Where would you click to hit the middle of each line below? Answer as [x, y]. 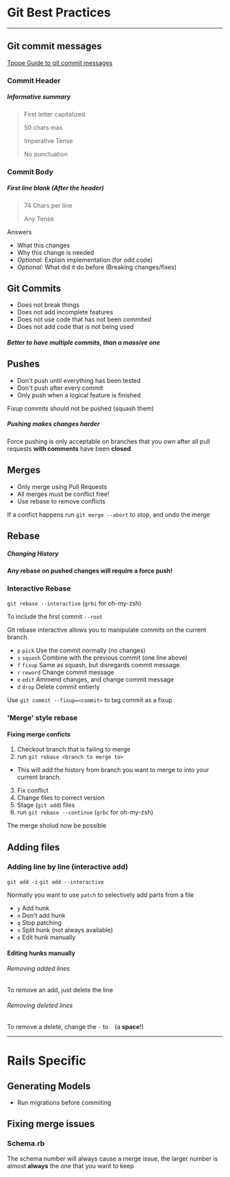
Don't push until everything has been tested [79, 380]
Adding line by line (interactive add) [68, 867]
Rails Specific [47, 1061]
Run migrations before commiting [64, 1102]
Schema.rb [26, 1143]
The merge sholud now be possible [57, 826]
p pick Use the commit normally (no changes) [81, 651]
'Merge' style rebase [42, 718]
